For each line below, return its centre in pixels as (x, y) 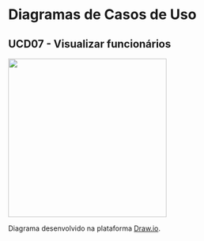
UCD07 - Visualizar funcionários (90, 44)
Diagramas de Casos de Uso (102, 15)
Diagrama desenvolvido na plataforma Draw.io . (84, 228)
